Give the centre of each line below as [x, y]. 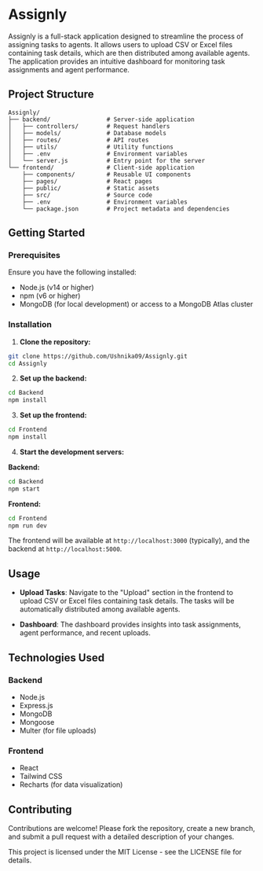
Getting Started [47, 233]
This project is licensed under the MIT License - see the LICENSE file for [125, 852]
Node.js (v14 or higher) [57, 288]
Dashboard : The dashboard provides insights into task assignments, [130, 625]
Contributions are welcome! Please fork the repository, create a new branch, [131, 829]
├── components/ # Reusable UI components [107, 175]
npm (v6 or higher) [50, 296]
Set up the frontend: [53, 415]
